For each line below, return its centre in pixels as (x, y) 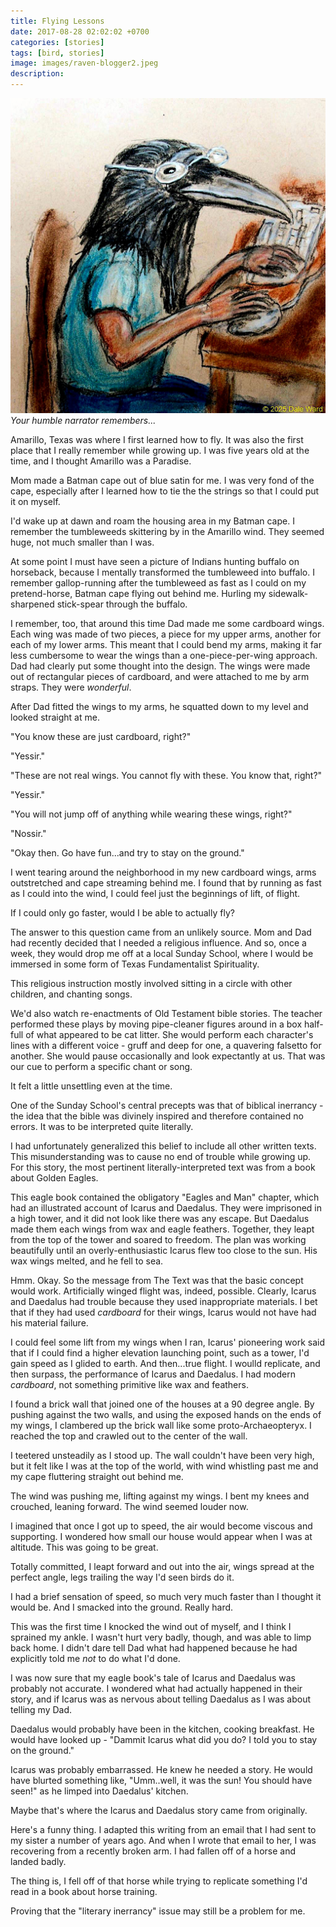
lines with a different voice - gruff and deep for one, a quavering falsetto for (166, 1045)
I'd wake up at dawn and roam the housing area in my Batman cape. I (152, 521)
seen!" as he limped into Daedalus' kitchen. (99, 1791)
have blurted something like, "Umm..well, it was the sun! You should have (161, 1780)
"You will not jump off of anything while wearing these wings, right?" (151, 814)
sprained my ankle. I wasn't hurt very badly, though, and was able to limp (161, 1637)
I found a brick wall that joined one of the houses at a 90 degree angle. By (162, 1404)
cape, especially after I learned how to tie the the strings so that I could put (165, 491)
